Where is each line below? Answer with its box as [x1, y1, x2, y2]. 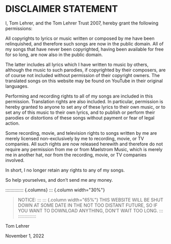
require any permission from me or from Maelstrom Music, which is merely [5, 146, 163, 152]
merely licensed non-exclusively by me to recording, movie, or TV [5, 135, 144, 141]
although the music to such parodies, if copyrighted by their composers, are [5, 67, 166, 73]
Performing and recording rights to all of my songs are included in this [5, 93, 153, 99]
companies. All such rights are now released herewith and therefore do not [5, 141, 163, 147]
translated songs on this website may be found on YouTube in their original [5, 78, 163, 84]
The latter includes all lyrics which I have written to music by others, [5, 61, 149, 67]
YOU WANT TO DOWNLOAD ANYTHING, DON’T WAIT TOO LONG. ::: [17, 207, 163, 213]
